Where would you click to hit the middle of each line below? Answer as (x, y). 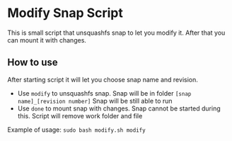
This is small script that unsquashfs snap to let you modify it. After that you (116, 33)
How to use (33, 63)
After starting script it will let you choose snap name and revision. (103, 79)
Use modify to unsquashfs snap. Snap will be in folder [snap (104, 93)
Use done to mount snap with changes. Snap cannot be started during (119, 108)
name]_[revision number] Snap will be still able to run (95, 101)
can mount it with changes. (47, 40)
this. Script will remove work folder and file (80, 115)
